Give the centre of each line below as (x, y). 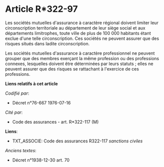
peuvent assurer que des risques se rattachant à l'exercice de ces (72, 69)
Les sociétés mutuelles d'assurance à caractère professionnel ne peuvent (80, 53)
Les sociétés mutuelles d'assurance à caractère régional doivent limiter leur (82, 23)
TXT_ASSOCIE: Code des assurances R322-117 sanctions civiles (77, 141)
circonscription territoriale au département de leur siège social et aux (75, 28)
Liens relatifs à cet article (32, 83)
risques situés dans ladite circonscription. (47, 43)
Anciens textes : (21, 150)
